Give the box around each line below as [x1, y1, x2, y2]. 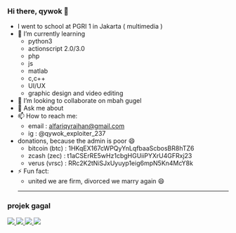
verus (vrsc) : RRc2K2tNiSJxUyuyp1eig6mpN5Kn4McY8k [27, 159, 193, 167]
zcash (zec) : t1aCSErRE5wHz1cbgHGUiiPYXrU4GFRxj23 [27, 152, 192, 160]
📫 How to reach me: [17, 112, 78, 120]
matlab [27, 66, 48, 76]
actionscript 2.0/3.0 [27, 45, 86, 53]
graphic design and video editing [27, 89, 124, 97]
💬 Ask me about [17, 104, 64, 113]
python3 [27, 37, 53, 45]
